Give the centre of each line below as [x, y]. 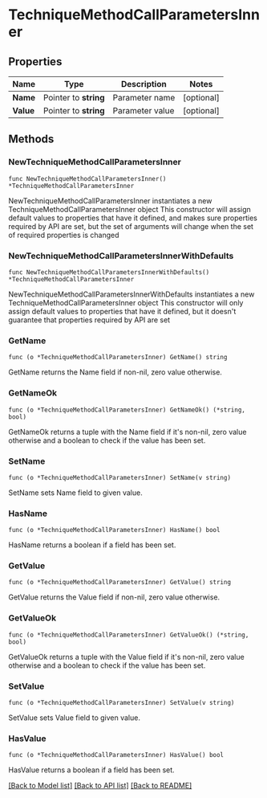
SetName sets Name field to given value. [75, 493]
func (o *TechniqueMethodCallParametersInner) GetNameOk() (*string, [127, 410]
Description [144, 84]
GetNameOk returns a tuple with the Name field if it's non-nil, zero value [127, 432]
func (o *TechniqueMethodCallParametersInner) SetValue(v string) [121, 703]
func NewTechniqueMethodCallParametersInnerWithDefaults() [109, 272]
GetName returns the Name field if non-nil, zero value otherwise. [115, 372]
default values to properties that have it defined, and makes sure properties [133, 218]
